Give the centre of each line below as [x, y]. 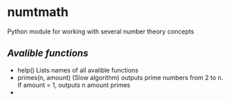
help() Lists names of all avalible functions [78, 70]
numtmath [38, 12]
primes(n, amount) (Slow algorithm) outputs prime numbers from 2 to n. [120, 77]
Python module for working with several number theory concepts [101, 31]
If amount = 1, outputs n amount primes [74, 85]
